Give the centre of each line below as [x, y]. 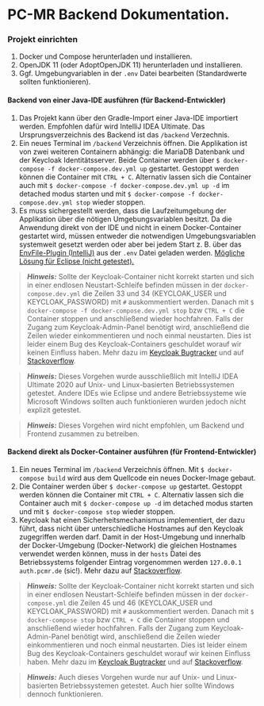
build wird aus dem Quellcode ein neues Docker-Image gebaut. [152, 478]
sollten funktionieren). [55, 82]
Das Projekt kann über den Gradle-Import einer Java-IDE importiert [128, 117]
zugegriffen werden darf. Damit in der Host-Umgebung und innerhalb [132, 536]
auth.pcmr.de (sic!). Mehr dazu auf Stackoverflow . [100, 570]
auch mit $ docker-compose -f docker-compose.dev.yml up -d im [124, 185]
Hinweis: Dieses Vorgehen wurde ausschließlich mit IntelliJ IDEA [132, 376]
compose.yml [46, 603]
